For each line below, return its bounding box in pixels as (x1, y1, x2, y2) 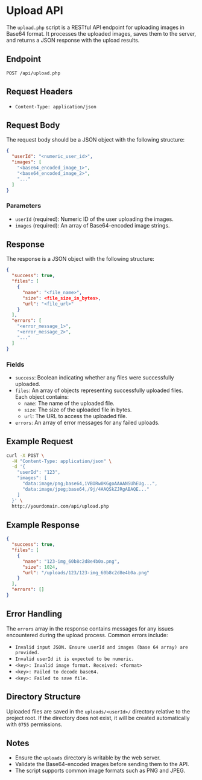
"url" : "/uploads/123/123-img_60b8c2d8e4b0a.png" (22, 569, 150, 575)
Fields (6, 360, 25, 369)
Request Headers (6, 87, 73, 97)
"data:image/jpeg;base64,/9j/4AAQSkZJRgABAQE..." (22, 486, 150, 492)
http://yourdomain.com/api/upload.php (11, 503, 110, 509)
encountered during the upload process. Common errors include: (6, 631, 168, 638)
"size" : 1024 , (22, 564, 58, 570)
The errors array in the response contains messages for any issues (6, 624, 174, 632)
